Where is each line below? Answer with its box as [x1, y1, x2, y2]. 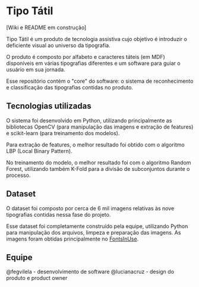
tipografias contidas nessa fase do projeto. [6, 211, 111, 218]
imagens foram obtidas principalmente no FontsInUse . [6, 235, 139, 242]
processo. [6, 171, 31, 179]
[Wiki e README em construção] [6, 24, 87, 31]
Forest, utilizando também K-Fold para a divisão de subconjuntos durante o [6, 165, 190, 172]
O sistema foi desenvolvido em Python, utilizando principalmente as [6, 117, 172, 124]
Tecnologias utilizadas [6, 101, 91, 111]
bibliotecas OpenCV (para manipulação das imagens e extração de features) [6, 123, 194, 130]
